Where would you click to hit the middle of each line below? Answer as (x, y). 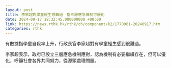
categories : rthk (24, 29)
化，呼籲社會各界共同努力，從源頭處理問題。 (52, 60)
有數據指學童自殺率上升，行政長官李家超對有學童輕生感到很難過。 (74, 44)
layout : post (19, 10)
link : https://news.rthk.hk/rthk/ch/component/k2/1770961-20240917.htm (83, 24)
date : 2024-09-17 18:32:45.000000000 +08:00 (53, 19)
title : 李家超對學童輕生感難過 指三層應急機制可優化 (55, 15)
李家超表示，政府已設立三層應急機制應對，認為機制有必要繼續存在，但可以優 (85, 54)
